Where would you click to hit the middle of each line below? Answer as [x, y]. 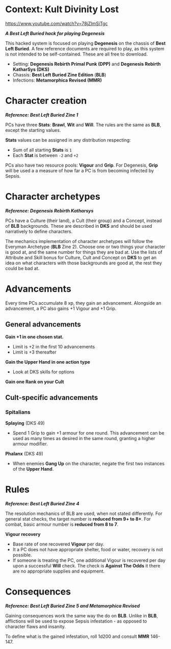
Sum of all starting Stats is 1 [42, 150]
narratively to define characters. [39, 231]
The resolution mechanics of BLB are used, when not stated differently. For [84, 513]
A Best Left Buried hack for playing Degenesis [55, 33]
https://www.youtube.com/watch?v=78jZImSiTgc [56, 23]
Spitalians [18, 412]
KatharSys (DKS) [31, 69]
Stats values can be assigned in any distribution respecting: [68, 140]
